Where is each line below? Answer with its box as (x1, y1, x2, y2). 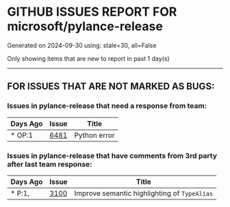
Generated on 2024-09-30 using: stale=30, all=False (7, 41, 157, 49)
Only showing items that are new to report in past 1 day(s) (7, 54, 170, 62)
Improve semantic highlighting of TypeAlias (74, 189, 214, 198)
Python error (74, 130, 115, 140)
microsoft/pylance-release (7, 18, 163, 34)
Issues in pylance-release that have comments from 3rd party (7, 151, 218, 161)
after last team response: (7, 159, 92, 169)
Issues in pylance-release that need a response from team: (7, 101, 207, 111)
